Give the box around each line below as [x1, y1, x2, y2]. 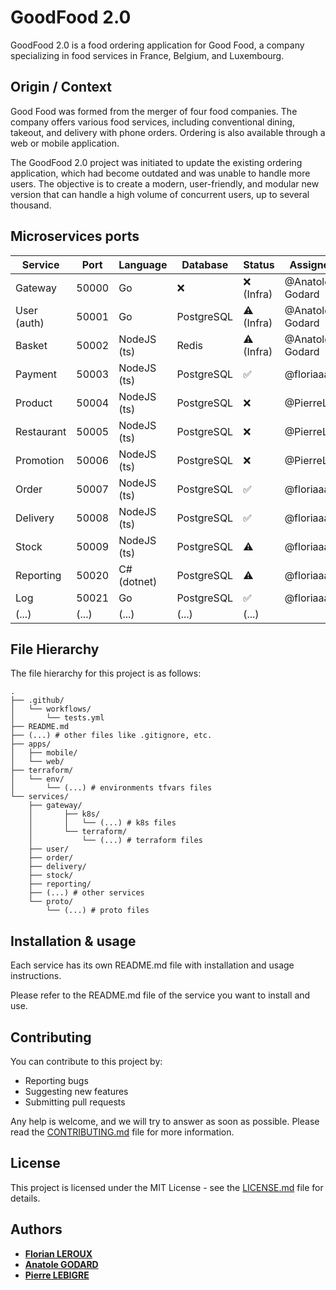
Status [243, 257, 275, 271]
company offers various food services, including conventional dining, [10, 116, 295, 128]
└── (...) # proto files [46, 906, 150, 916]
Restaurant [15, 424, 67, 438]
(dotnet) [118, 574, 158, 588]
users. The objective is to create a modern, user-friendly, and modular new [10, 177, 320, 190]
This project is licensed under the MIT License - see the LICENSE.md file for [10, 1181, 324, 1193]
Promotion [15, 453, 65, 467]
